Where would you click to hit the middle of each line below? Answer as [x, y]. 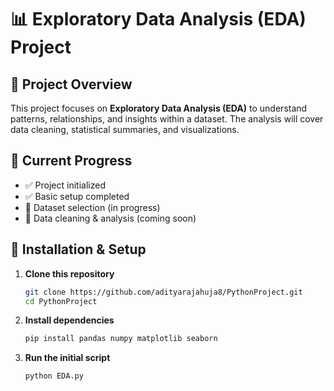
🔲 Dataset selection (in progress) [92, 207]
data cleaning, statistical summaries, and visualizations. [125, 129]
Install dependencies [69, 320]
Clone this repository [69, 273]
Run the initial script [67, 358]
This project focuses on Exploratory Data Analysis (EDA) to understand [159, 108]
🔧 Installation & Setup [78, 249]
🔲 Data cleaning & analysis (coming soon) [110, 218]
